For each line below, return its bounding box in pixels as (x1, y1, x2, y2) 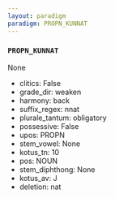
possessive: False (19, 121, 79, 131)
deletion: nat (19, 182, 62, 192)
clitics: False (19, 78, 62, 88)
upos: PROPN (19, 130, 66, 140)
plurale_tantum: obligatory (19, 113, 107, 123)
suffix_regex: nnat (19, 104, 80, 114)
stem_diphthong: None (19, 164, 96, 174)
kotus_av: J (19, 173, 57, 183)
